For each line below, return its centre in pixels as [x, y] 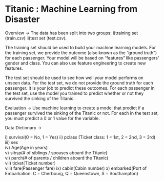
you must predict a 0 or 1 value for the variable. [52, 118]
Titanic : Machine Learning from [71, 9]
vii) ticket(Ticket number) [31, 163]
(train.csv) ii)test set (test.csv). [36, 38]
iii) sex [12, 142]
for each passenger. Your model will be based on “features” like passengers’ [82, 58]
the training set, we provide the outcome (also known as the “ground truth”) [81, 53]
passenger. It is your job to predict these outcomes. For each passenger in [80, 88]
